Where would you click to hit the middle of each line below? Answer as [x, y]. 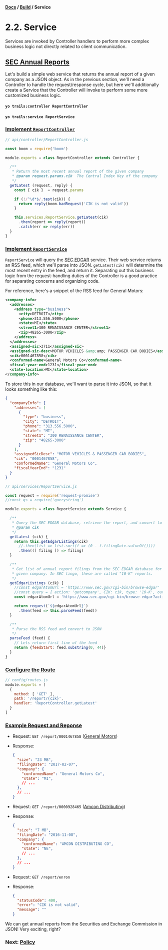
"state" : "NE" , [37, 849]
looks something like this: [31, 389]
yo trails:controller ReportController [47, 106]
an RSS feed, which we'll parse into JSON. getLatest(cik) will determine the [84, 265]
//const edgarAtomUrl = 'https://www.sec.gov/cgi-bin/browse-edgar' [87, 588]
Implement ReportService [36, 249]
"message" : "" [32, 910]
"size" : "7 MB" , [34, 830]
